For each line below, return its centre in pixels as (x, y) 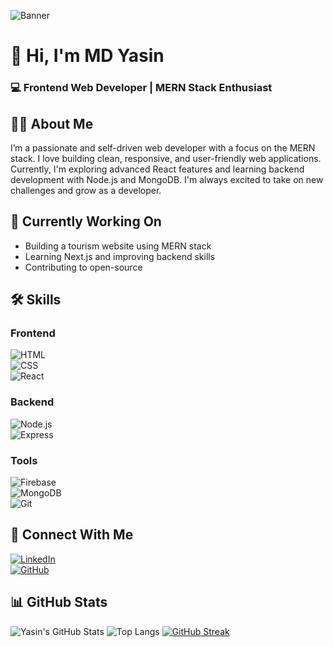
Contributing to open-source (83, 267)
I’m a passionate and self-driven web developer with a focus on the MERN (163, 147)
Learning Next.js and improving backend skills (120, 256)
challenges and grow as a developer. (86, 190)
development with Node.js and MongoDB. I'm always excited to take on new (167, 179)
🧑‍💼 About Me (52, 123)
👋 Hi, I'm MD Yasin (87, 56)
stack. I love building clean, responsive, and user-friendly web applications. (166, 158)
